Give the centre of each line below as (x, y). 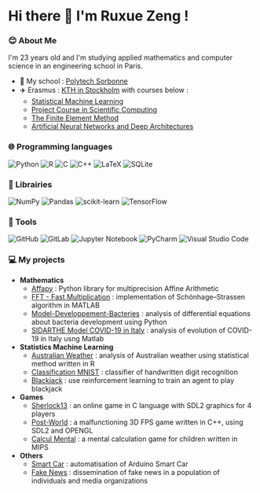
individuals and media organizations (89, 480)
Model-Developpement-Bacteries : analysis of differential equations (141, 313)
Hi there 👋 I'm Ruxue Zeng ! (99, 16)
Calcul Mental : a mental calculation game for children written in (134, 439)
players (43, 414)
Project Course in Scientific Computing (94, 110)
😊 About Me (33, 41)
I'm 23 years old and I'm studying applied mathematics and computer (121, 57)
